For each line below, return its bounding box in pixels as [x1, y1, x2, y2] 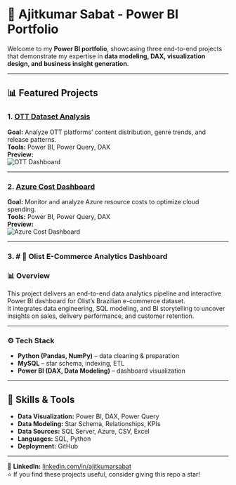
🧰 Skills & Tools [7, 393, 75, 406]
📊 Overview [7, 270, 51, 280]
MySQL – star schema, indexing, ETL [17, 359, 125, 368]
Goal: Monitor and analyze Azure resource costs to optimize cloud [7, 197, 199, 206]
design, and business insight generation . [7, 59, 129, 67]
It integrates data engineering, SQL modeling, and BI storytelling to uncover [7, 305, 225, 313]
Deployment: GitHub [17, 442, 79, 451]
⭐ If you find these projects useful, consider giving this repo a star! [7, 470, 200, 479]
